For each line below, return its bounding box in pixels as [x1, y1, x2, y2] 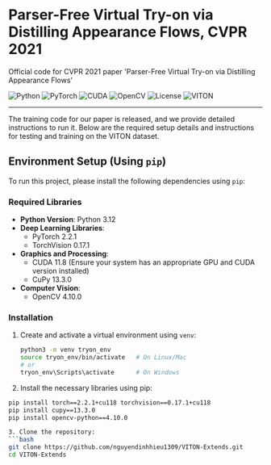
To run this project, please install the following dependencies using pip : [8, 176, 246, 186]
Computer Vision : [19, 283, 81, 293]
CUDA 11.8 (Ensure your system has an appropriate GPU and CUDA [31, 258, 256, 267]
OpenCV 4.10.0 [31, 292, 82, 302]
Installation [8, 312, 54, 323]
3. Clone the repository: [8, 428, 95, 437]
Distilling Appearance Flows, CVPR [8, 23, 248, 41]
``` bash [8, 436, 35, 444]
